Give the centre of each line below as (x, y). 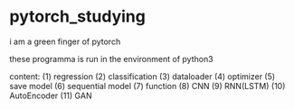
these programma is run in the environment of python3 (112, 59)
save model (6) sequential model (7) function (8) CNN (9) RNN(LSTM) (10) (147, 86)
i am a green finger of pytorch (65, 41)
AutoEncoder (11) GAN (51, 95)
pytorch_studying (78, 17)
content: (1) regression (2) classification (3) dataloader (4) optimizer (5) (142, 76)
